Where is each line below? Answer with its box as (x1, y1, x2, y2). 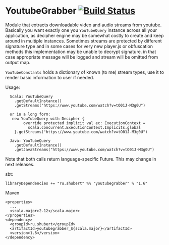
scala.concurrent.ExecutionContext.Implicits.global (27, 125, 141, 130)
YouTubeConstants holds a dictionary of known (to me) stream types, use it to (5, 69, 164, 75)
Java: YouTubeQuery (10, 138, 51, 143)
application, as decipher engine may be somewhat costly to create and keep (5, 32, 164, 38)
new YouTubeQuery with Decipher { (12, 116, 85, 121)
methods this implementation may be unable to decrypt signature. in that (5, 48, 156, 55)
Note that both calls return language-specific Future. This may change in (5, 156, 156, 162)
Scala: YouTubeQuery (10, 94, 53, 99)
